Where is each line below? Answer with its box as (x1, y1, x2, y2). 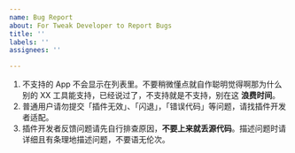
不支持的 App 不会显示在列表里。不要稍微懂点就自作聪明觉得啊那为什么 (21, 79, 283, 89)
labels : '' (9, 37, 50, 47)
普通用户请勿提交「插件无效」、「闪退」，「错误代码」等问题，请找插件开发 (21, 101, 286, 111)
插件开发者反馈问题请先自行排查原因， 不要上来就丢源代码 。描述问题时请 (21, 123, 286, 134)
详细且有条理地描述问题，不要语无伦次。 (21, 134, 170, 145)
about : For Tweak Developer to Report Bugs (9, 21, 173, 30)
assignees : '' (9, 46, 62, 55)
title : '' (9, 29, 46, 38)
